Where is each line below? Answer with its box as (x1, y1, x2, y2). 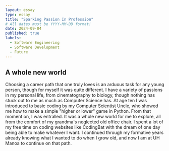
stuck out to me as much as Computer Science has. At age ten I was (5, 98, 147, 104)
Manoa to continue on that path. (5, 140, 72, 146)
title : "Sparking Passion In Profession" (5, 17, 94, 22)
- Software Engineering (10, 40, 60, 45)
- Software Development (10, 45, 60, 50)
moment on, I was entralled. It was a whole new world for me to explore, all (5, 114, 161, 120)
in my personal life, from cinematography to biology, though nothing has (5, 92, 155, 98)
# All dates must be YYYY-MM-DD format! (5, 21, 92, 27)
